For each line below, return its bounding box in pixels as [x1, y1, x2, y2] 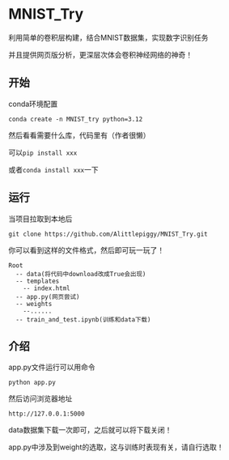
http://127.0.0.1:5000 [8, 410, 85, 418]
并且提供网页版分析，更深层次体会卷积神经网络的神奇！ [8, 49, 193, 59]
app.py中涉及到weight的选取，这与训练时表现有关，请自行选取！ [8, 442, 224, 452]
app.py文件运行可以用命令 [8, 362, 95, 373]
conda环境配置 [8, 99, 58, 109]
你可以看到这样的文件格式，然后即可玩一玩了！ [8, 245, 164, 255]
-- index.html [23, 284, 70, 292]
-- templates [15, 277, 60, 285]
